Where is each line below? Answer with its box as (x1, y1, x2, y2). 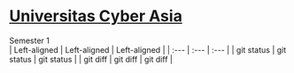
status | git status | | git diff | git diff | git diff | (9, 54, 173, 64)
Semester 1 (9, 35, 50, 46)
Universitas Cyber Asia (9, 6, 183, 26)
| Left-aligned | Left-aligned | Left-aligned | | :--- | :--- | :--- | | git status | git (9, 44, 287, 55)
